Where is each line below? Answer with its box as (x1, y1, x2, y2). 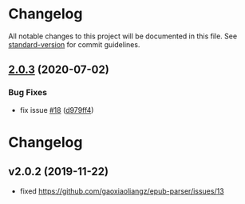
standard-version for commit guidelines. (8, 39, 140, 49)
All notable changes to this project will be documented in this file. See (8, 31, 238, 41)
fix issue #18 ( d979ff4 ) (19, 105, 94, 114)
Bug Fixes (8, 87, 48, 98)
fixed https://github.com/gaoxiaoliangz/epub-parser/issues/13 (19, 186, 225, 196)
